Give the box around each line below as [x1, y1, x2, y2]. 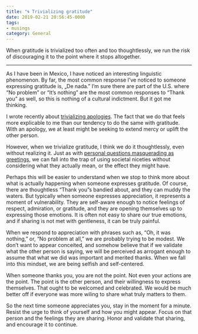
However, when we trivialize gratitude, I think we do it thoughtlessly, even [6, 143, 184, 151]
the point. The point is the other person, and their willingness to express [6, 278, 181, 286]
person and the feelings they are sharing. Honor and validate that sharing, [6, 314, 186, 322]
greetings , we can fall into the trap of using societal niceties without [6, 156, 171, 163]
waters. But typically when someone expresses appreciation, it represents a [6, 193, 190, 200]
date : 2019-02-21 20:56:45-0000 [6, 14, 85, 20]
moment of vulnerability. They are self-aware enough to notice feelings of [6, 199, 185, 206]
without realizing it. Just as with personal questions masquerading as [6, 150, 174, 157]
